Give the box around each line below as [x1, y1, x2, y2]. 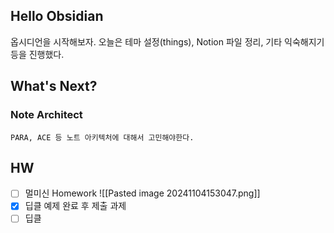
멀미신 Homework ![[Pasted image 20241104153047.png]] [24, 187, 261, 199]
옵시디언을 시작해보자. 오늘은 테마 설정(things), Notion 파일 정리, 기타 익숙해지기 [10, 35, 325, 48]
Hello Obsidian [10, 8, 104, 25]
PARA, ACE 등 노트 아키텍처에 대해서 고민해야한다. [10, 132, 195, 143]
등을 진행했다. [10, 48, 65, 60]
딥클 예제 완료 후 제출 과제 [24, 200, 127, 212]
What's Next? [10, 78, 98, 95]
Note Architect [10, 108, 83, 122]
